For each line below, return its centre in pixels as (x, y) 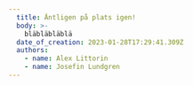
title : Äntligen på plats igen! (76, 17)
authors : (32, 50)
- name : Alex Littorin (66, 58)
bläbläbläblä (48, 34)
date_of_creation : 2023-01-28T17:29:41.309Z (100, 42)
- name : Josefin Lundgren (72, 67)
